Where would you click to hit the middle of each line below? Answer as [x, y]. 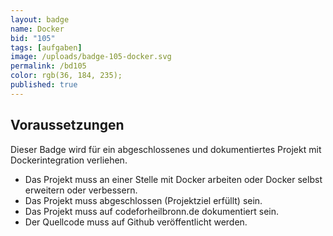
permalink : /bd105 [48, 66]
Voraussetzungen [67, 125]
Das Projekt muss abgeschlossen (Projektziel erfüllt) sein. [143, 200]
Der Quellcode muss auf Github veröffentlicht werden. [136, 222]
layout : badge [40, 19]
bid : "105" [33, 38]
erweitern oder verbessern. [81, 190]
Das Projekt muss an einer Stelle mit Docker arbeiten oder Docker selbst [173, 179]
